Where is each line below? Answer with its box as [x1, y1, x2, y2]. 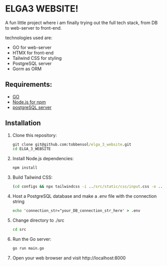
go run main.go [12, 245, 44, 251]
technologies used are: [5, 35, 52, 41]
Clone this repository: [12, 132, 57, 138]
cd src [12, 227, 26, 232]
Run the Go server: [12, 236, 51, 242]
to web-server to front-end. [5, 25, 62, 31]
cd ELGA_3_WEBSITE [12, 147, 51, 152]
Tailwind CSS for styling [12, 55, 62, 61]
